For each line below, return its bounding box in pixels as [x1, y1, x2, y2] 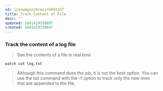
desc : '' [5, 16, 23, 21]
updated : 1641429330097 [5, 20, 54, 26]
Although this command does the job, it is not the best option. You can [17, 70, 158, 76]
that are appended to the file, [17, 80, 75, 86]
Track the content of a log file [5, 41, 76, 48]
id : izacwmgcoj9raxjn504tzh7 [5, 7, 64, 12]
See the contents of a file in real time [17, 52, 91, 58]
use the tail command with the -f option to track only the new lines [17, 76, 150, 81]
